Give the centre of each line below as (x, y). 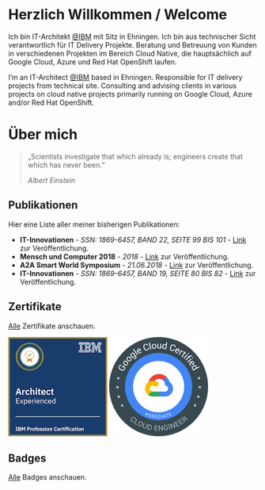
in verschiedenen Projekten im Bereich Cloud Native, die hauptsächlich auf (130, 53)
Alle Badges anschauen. (47, 477)
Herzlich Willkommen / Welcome (118, 15)
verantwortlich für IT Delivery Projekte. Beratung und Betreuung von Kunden (132, 44)
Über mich (43, 134)
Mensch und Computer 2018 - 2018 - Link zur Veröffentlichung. (124, 256)
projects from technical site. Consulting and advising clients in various (123, 86)
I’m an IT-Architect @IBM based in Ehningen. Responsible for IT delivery (125, 77)
